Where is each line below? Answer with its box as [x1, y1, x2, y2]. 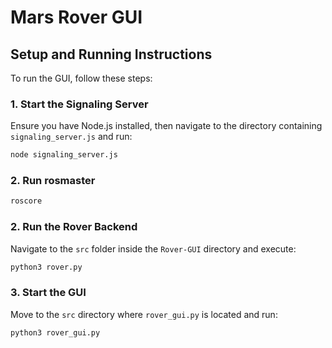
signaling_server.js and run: [10, 131, 133, 143]
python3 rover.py [10, 262, 83, 272]
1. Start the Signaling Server [10, 97, 149, 111]
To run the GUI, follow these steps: [10, 72, 153, 84]
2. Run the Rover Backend [10, 220, 138, 234]
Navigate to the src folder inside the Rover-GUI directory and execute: [10, 242, 297, 255]
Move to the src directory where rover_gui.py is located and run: [10, 308, 278, 320]
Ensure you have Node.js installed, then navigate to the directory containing [10, 120, 323, 132]
